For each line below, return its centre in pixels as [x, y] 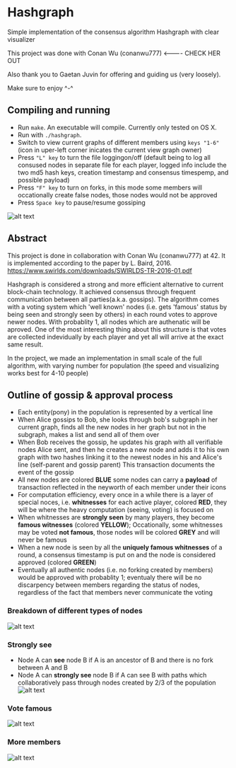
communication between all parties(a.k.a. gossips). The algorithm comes [113, 299]
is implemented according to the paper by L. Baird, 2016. [89, 263]
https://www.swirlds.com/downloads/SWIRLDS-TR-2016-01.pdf [100, 270]
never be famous [42, 540]
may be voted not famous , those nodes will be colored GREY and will [119, 533]
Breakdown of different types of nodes [75, 611]
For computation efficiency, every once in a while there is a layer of [115, 495]
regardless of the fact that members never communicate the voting [115, 593]
